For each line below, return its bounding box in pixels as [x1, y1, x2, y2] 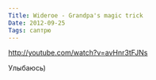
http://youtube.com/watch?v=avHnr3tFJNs [8, 48, 148, 58]
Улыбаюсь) [8, 63, 46, 73]
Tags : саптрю [8, 26, 51, 34]
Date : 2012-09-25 [8, 19, 66, 27]
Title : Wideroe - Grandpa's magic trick [8, 11, 144, 20]
